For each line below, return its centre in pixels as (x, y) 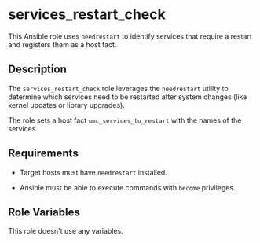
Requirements (43, 154)
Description (37, 70)
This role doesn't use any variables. (66, 231)
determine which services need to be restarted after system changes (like (128, 97)
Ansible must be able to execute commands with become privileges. (127, 187)
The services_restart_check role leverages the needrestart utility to (119, 88)
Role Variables (44, 212)
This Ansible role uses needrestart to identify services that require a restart (130, 36)
